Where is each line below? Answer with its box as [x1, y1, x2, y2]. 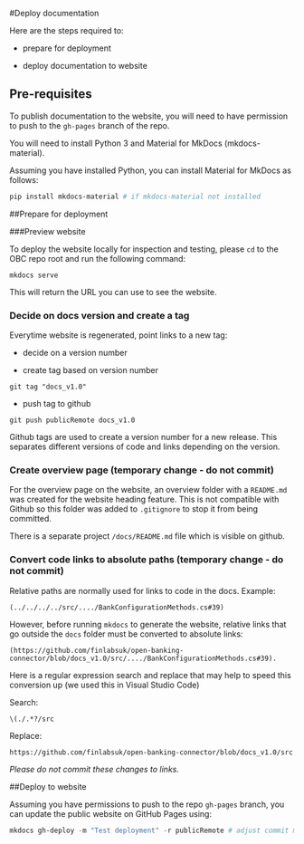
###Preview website [9, 225, 86, 236]
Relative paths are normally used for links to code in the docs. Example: [9, 585, 276, 596]
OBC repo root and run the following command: [9, 253, 186, 264]
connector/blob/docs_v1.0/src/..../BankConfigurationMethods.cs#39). [9, 654, 278, 663]
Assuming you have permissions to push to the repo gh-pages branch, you [9, 799, 285, 810]
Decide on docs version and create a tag [9, 309, 190, 321]
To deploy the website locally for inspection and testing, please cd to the [9, 244, 279, 254]
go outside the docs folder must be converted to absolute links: [9, 628, 243, 639]
